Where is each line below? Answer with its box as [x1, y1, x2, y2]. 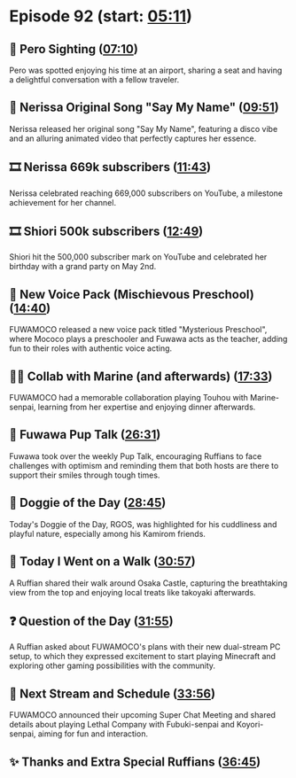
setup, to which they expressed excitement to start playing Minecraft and [9, 651, 277, 662]
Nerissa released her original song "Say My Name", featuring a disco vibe [9, 123, 278, 134]
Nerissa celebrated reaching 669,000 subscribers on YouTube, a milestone [9, 188, 284, 198]
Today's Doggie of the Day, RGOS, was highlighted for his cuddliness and [9, 518, 277, 529]
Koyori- [236, 720, 264, 730]
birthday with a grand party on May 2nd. [9, 261, 157, 272]
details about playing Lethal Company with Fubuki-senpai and [9, 720, 235, 730]
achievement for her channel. [9, 197, 117, 207]
